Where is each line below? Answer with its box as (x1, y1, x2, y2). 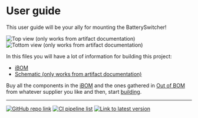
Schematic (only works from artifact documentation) (14, 70, 142, 77)
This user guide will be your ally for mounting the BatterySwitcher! (6, 24, 167, 31)
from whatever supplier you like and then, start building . (6, 88, 142, 95)
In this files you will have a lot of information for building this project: (6, 53, 172, 60)
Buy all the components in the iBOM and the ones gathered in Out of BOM (6, 81, 186, 89)
